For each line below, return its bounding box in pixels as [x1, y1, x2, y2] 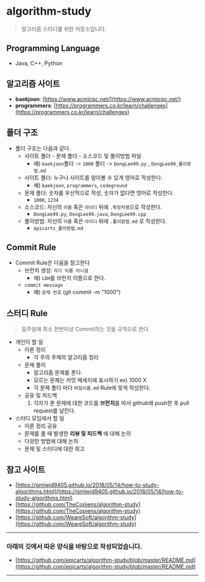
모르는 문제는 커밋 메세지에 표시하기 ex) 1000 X [33, 376, 147, 384]
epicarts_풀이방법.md [33, 226, 84, 232]
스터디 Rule [6, 308, 48, 318]
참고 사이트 [6, 465, 46, 475]
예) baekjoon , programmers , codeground [33, 182, 128, 189]
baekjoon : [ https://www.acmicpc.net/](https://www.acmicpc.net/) [15, 95, 181, 102]
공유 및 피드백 [24, 392, 57, 399]
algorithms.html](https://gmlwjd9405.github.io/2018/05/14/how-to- [15, 487, 184, 495]
